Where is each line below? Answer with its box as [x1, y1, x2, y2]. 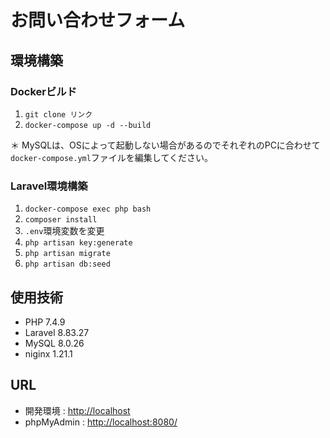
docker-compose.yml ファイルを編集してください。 [10, 151, 214, 163]
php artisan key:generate [24, 238, 133, 248]
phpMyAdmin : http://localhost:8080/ [24, 416, 178, 428]
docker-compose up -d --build [24, 120, 152, 130]
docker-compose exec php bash [24, 204, 152, 215]
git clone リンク [24, 109, 93, 120]
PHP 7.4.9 [24, 316, 66, 328]
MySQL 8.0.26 [24, 337, 85, 349]
